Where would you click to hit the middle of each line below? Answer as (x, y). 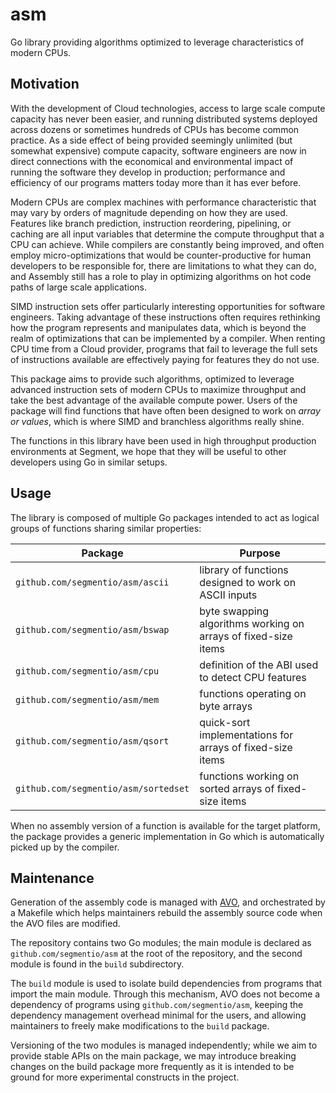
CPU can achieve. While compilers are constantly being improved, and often (167, 244)
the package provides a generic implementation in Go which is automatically (167, 836)
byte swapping (234, 611)
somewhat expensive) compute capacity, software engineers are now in (158, 150)
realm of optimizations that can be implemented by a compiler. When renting (168, 338)
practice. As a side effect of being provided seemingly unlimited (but (151, 140)
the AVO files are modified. (65, 924)
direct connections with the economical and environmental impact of (152, 161)
